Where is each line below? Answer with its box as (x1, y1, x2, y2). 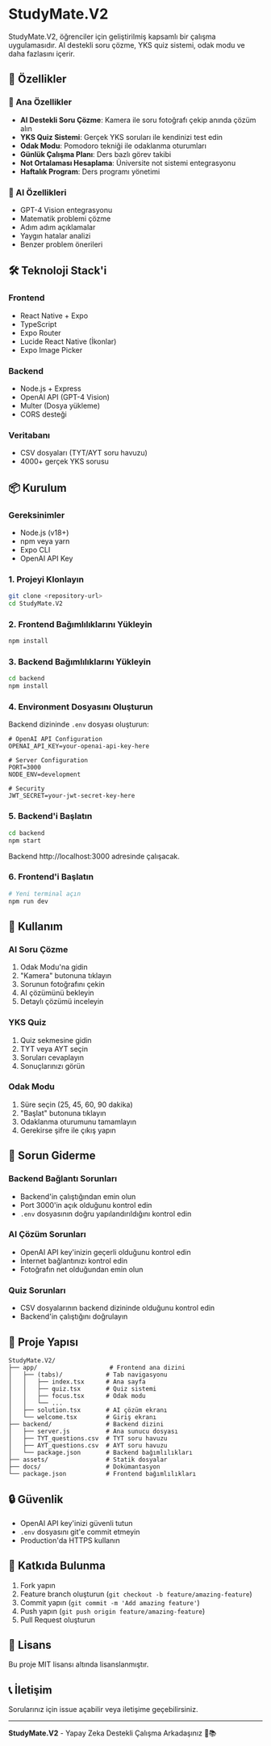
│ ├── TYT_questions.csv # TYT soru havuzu (8, 1434, 168, 1443)
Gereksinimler (8, 509, 65, 520)
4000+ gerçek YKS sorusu (19, 456, 109, 466)
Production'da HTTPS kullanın (19, 1535, 120, 1545)
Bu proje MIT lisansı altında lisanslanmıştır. (8, 1659, 149, 1669)
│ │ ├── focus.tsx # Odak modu (8, 1392, 147, 1400)
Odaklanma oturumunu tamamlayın (19, 1117, 137, 1126)
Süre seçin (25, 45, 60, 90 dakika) (19, 1100, 133, 1109)
